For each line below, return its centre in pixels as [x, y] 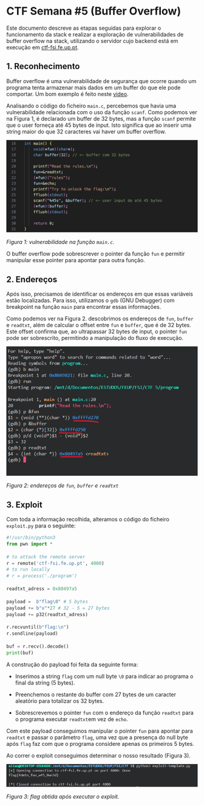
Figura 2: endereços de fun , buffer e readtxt [63, 486]
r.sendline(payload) [32, 634]
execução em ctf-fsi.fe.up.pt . [42, 47]
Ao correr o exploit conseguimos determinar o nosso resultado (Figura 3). [99, 755]
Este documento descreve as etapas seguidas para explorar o [84, 28]
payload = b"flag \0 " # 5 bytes [47, 601]
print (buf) [20, 653]
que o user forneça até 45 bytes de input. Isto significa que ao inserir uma [99, 125]
